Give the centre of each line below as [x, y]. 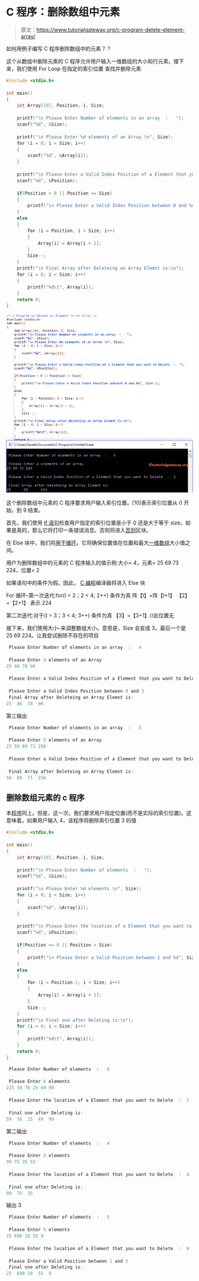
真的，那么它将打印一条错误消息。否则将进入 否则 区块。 [84, 530]
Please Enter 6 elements [39, 1082]
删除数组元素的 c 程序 [45, 797]
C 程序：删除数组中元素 [63, 12]
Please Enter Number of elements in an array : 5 [75, 728]
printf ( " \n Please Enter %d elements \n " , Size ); [79, 889]
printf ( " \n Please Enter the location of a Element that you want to [105, 926]
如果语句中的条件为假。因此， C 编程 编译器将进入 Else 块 [76, 582]
